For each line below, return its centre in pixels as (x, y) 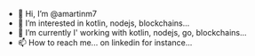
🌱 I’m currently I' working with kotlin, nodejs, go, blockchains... (132, 32)
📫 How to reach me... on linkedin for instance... (105, 43)
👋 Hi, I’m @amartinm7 (57, 14)
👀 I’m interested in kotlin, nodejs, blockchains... (104, 23)
